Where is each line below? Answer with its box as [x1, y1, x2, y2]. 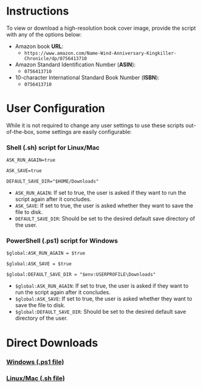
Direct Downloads [6, 336, 98, 350]
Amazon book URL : [15, 43, 64, 50]
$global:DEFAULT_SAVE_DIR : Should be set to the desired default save [15, 308, 186, 316]
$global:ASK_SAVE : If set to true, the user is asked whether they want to [15, 295, 192, 302]
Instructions [6, 4, 69, 18]
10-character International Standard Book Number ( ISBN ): [15, 74, 160, 81]
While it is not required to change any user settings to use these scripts [6, 122, 184, 129]
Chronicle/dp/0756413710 [24, 55, 87, 61]
